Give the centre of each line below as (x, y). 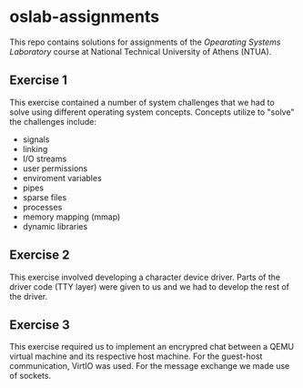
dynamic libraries (55, 226)
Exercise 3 (40, 325)
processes (42, 207)
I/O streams (45, 158)
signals (36, 139)
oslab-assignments (85, 17)
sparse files (45, 197)
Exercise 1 (39, 81)
